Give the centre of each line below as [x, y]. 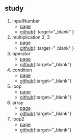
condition [22, 70]
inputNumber [26, 21]
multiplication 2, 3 [31, 37]
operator [21, 53]
